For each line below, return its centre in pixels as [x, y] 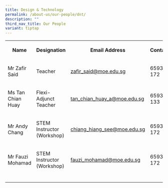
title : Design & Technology [34, 10]
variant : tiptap [22, 28]
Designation [51, 50]
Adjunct [45, 99]
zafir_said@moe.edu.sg [98, 71]
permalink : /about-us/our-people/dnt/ [45, 14]
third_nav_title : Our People [35, 24]
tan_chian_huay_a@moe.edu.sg [107, 99]
